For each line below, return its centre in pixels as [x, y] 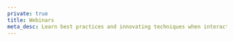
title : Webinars [31, 20]
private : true [28, 14]
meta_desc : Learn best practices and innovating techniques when [104, 26]
